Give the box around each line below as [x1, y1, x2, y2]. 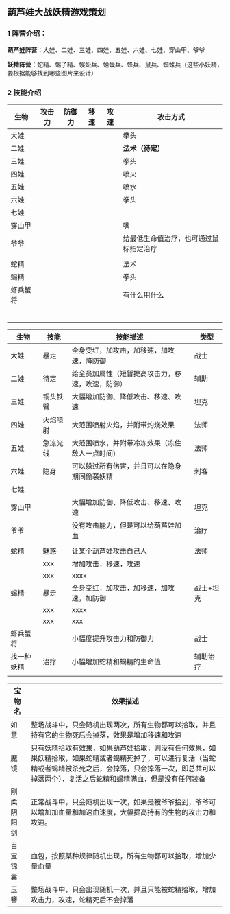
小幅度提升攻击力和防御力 [71, 633, 154, 643]
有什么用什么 [123, 290, 164, 300]
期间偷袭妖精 [71, 471, 113, 481]
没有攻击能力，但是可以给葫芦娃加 [71, 520, 181, 530]
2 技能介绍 [7, 88, 42, 97]
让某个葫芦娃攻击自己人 [71, 546, 147, 556]
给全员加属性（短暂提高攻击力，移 [71, 368, 181, 378]
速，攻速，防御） [71, 379, 127, 388]
